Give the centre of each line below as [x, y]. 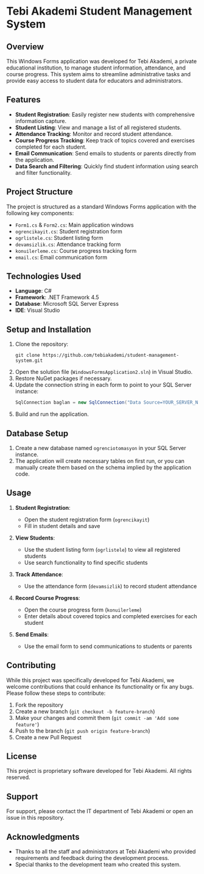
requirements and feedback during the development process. [92, 858]
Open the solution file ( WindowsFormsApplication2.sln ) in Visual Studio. [104, 372]
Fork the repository [39, 705]
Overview [25, 47]
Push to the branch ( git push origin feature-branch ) [83, 731]
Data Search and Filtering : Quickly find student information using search [107, 166]
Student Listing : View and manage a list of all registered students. [98, 127]
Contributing [31, 665]
